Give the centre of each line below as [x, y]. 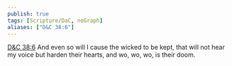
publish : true [28, 14]
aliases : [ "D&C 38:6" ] [41, 27]
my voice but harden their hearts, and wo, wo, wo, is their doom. [101, 55]
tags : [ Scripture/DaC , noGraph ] [55, 21]
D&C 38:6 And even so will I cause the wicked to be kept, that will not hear [116, 48]
